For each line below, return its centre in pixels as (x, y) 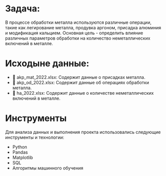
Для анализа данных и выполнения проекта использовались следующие (83, 132)
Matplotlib (23, 157)
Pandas (20, 152)
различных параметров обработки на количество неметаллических (78, 38)
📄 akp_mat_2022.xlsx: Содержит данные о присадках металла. (79, 77)
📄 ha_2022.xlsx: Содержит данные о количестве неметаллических (83, 93)
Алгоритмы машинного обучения (48, 168)
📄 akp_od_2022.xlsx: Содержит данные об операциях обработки (81, 82)
